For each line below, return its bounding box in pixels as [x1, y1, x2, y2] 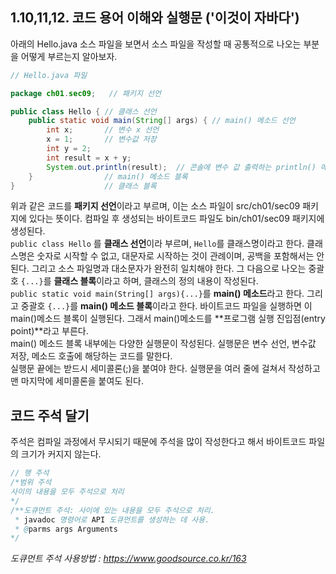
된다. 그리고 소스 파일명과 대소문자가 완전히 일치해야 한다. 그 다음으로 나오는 [10, 263, 307, 275]
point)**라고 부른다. [10, 325, 89, 337]
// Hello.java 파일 [10, 70, 88, 80]
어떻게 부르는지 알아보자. [20, 50, 118, 62]
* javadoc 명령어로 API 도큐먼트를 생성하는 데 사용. [14, 514, 210, 525]
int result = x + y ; [46, 153, 132, 163]
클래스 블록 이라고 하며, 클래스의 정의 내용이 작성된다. [53, 275, 259, 287]
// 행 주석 [10, 468, 50, 478]
